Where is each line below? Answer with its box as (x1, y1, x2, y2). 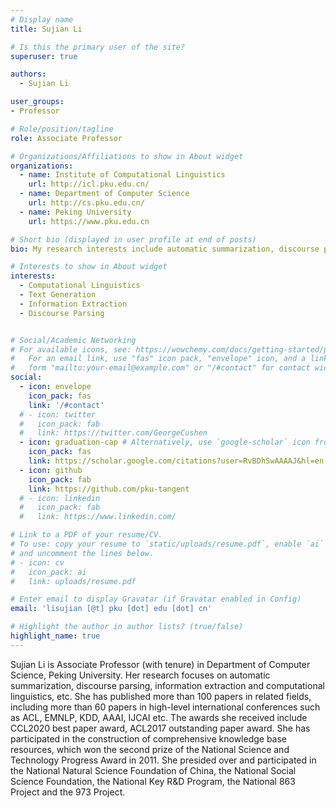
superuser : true (10, 51, 78, 61)
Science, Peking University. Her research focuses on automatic (10, 669, 271, 681)
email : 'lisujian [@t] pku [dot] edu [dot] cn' (10, 604, 213, 614)
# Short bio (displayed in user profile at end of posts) (10, 234, 257, 245)
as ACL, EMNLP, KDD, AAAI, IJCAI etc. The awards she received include (10, 711, 308, 723)
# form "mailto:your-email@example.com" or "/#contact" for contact (10, 363, 311, 373)
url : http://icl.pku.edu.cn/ (28, 179, 150, 190)
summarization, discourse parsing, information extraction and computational (10, 679, 325, 691)
